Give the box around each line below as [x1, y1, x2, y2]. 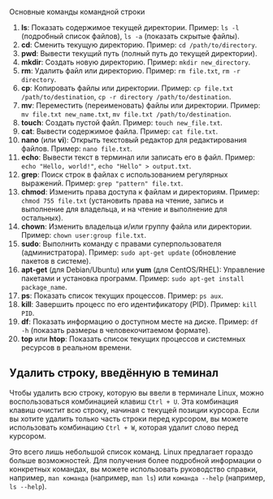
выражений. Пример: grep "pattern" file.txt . [20, 178, 184, 188]
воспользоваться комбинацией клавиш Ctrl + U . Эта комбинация [9, 396, 239, 406]
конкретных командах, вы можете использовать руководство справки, [9, 464, 258, 474]
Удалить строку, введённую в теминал [9, 366, 219, 380]
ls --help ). [9, 481, 47, 491]
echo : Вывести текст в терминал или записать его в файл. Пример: [20, 152, 255, 162]
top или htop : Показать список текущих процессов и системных [20, 334, 246, 344]
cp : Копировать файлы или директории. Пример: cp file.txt [20, 83, 234, 93]
